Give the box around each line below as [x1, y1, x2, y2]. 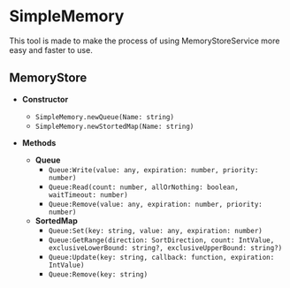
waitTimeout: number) [48, 190, 128, 200]
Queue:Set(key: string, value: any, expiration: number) [48, 226, 263, 235]
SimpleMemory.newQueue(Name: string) [34, 112, 175, 121]
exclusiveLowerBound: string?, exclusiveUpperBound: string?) [48, 243, 283, 253]
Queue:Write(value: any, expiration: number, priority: [48, 165, 259, 174]
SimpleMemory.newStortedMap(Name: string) [34, 122, 195, 131]
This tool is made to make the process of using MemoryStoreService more [9, 35, 280, 46]
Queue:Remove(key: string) [48, 269, 149, 279]
